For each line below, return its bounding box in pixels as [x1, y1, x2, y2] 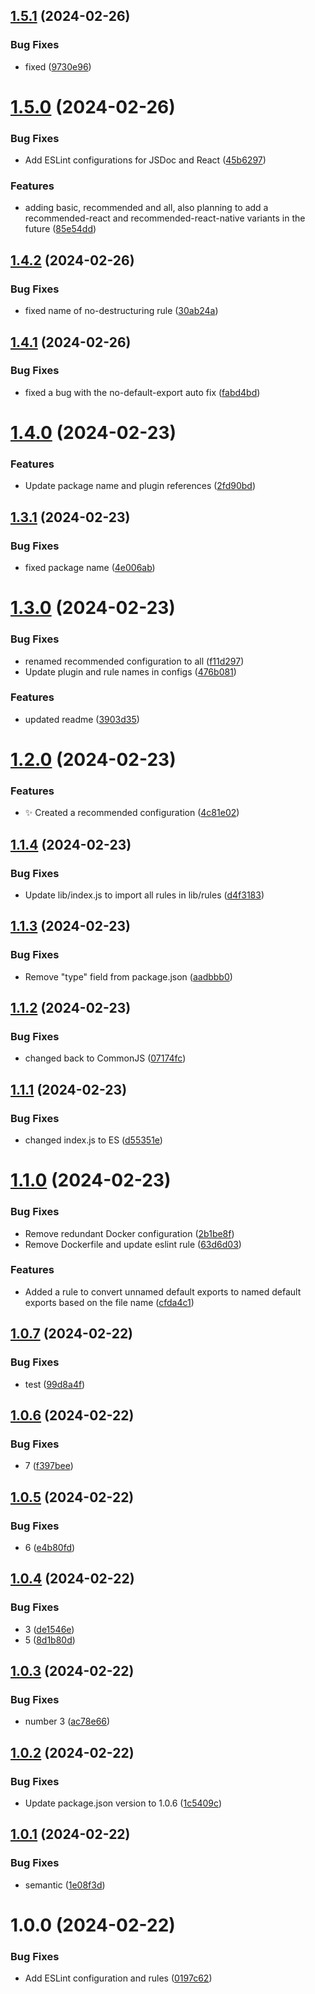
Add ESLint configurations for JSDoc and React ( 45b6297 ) [24, 154, 267, 166]
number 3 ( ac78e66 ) [24, 1715, 111, 1728]
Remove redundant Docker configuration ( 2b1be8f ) [24, 1227, 235, 1239]
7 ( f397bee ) [24, 1460, 74, 1472]
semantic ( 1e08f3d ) [24, 1879, 106, 1891]
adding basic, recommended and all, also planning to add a [24, 202, 269, 214]
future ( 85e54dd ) [24, 223, 97, 235]
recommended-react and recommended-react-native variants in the [24, 212, 306, 224]
